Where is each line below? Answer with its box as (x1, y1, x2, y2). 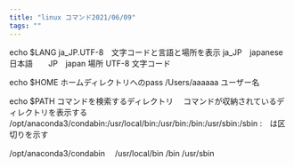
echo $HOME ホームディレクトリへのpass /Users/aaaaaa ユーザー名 (9, 76, 260, 87)
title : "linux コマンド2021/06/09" (9, 12, 136, 22)
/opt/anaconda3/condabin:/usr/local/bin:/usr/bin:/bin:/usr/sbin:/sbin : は (9, 117, 278, 129)
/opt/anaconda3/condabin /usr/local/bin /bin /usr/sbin (9, 147, 216, 158)
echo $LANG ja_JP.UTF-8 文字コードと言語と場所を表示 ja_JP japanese (9, 46, 283, 58)
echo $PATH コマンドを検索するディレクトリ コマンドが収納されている (9, 95, 278, 107)
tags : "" (9, 21, 42, 30)
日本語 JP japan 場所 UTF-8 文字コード (9, 58, 171, 68)
